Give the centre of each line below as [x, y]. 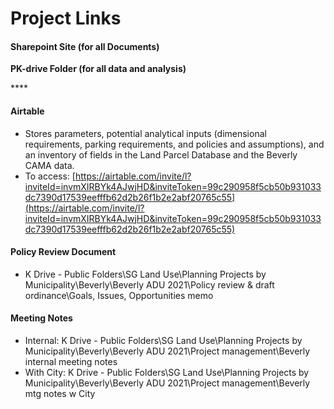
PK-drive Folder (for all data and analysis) [98, 69]
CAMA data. [49, 165]
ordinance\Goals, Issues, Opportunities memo [119, 295]
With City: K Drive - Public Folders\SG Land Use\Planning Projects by [167, 372]
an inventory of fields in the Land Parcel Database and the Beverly [161, 154]
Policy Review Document [63, 252]
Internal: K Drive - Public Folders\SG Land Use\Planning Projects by [163, 340]
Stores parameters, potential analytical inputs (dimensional [145, 133]
